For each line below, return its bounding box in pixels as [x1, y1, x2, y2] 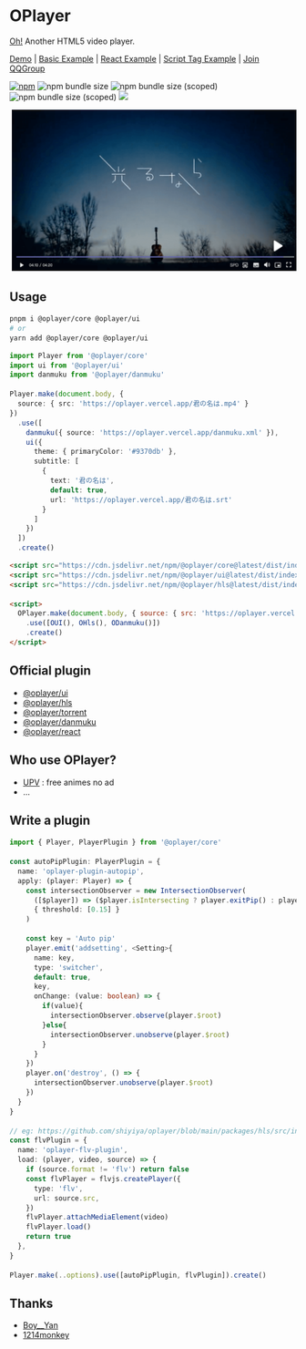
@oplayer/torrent [22, 706, 87, 717]
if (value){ [42, 1002, 84, 1011]
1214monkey [22, 1330, 70, 1341]
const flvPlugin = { [9, 1136, 88, 1145]
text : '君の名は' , [49, 476, 115, 486]
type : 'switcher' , [33, 963, 104, 972]
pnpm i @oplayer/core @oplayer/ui [9, 314, 141, 324]
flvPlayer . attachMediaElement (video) [25, 1213, 169, 1222]
